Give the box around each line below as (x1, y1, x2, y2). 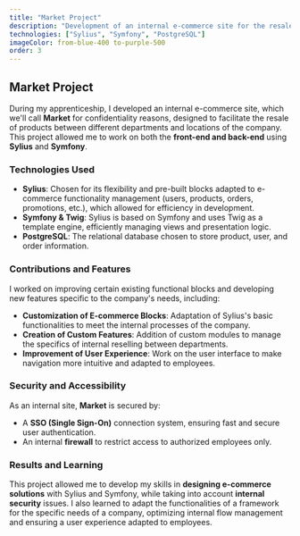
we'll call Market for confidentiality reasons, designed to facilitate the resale (9, 113, 289, 123)
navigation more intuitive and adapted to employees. (21, 357, 216, 368)
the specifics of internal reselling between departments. (21, 339, 229, 349)
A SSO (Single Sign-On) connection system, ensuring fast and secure (21, 417, 280, 428)
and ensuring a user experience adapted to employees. (9, 517, 212, 528)
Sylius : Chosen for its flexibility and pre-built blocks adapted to (21, 184, 255, 195)
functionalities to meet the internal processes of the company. (21, 319, 251, 331)
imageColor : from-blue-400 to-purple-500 (9, 38, 166, 47)
